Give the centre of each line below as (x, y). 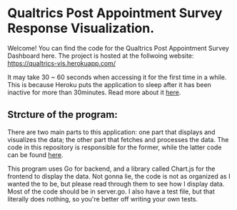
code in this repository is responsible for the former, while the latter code (115, 147)
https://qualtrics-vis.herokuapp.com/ (62, 63)
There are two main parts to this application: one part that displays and (111, 132)
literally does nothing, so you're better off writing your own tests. (103, 199)
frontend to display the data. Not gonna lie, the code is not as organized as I (119, 176)
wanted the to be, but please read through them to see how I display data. (116, 184)
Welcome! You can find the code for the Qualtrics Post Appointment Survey (118, 48)
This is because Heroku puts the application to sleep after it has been (110, 84)
